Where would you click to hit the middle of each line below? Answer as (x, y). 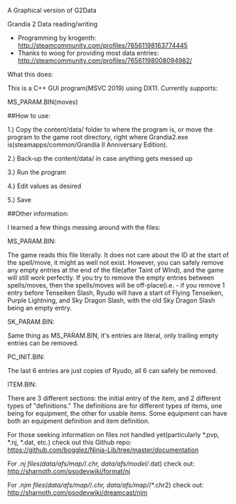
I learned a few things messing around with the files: (84, 227)
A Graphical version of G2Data (52, 10)
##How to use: (29, 116)
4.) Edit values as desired (44, 186)
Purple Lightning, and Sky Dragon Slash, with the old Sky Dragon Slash (111, 300)
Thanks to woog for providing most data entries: (88, 53)
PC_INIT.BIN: (26, 357)
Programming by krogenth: (57, 38)
